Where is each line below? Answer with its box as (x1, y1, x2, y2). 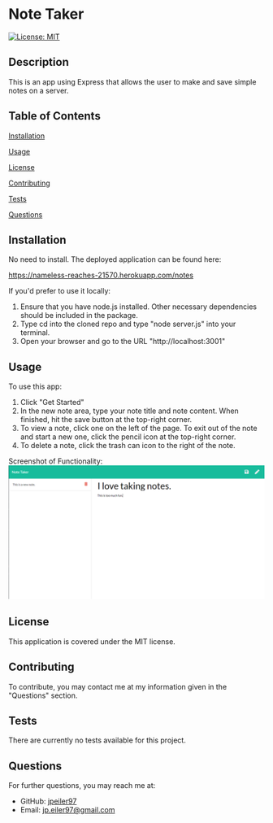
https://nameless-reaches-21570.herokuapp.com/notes (8, 270, 193, 281)
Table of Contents (8, 109, 102, 123)
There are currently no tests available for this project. (8, 735, 187, 745)
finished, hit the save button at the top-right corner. (19, 415, 193, 425)
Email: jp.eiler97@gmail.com (19, 805, 115, 815)
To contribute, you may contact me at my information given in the (8, 681, 227, 691)
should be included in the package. (19, 311, 138, 320)
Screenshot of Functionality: (8, 456, 103, 466)
